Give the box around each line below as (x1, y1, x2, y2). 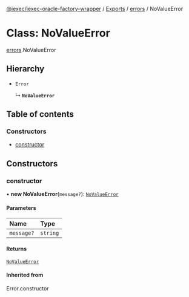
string (40, 230, 59, 237)
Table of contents (6, 109, 74, 120)
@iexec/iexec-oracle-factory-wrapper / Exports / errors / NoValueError (6, 5, 184, 12)
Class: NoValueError (6, 27, 110, 40)
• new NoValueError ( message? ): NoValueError (6, 191, 119, 198)
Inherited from (6, 272, 44, 279)
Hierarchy (6, 64, 45, 74)
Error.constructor (6, 284, 50, 292)
